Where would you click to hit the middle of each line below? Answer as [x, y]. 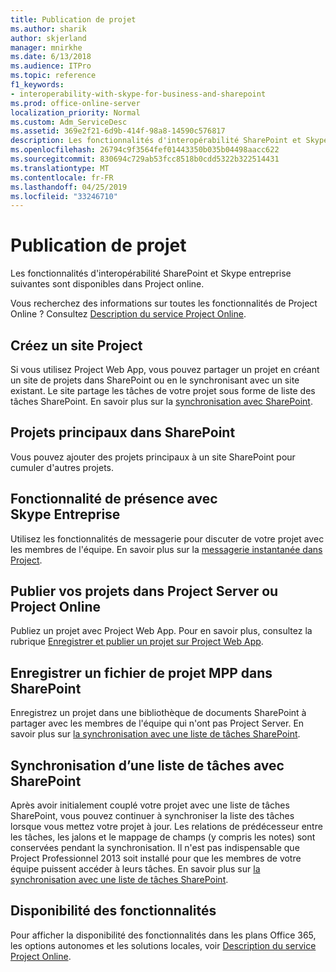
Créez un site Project [76, 345]
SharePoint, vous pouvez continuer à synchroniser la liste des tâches [152, 816]
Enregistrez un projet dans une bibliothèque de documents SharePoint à [158, 713]
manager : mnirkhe [46, 47]
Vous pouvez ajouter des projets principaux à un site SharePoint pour [153, 457]
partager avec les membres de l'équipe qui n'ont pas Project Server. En [157, 723]
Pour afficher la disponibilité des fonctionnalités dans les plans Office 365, [163, 935]
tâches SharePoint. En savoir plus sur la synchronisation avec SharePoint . [161, 401]
